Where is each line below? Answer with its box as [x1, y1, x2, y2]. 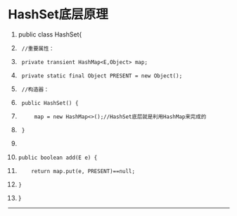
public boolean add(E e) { [18, 154, 98, 161]
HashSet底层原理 [8, 6, 108, 23]
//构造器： [21, 86, 49, 93]
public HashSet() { [21, 99, 79, 106]
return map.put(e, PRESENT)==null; [31, 167, 136, 174]
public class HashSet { [18, 30, 82, 39]
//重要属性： [21, 45, 55, 52]
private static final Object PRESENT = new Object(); [21, 72, 183, 80]
